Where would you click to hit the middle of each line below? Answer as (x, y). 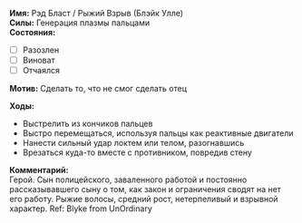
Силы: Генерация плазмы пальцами (80, 23)
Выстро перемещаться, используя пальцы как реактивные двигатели (158, 133)
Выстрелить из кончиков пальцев (88, 124)
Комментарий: (39, 170)
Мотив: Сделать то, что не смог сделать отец (98, 89)
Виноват (39, 60)
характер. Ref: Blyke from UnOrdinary (81, 208)
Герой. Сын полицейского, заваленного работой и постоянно (128, 179)
